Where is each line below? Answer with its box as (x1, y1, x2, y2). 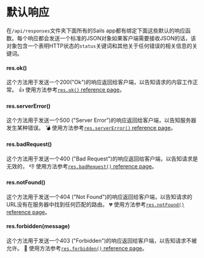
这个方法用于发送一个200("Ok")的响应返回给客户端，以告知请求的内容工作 (6, 79, 193, 86)
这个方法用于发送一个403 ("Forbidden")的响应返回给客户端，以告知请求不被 (6, 237, 197, 244)
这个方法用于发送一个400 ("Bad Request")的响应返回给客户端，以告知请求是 (6, 155, 199, 162)
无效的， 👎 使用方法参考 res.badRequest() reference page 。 (6, 162, 158, 170)
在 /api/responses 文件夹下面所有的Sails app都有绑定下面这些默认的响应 (6, 27, 186, 34)
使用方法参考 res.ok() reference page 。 (25, 86, 125, 93)
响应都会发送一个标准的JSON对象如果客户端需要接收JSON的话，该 (27, 34, 197, 41)
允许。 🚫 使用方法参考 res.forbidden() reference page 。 (6, 245, 148, 252)
